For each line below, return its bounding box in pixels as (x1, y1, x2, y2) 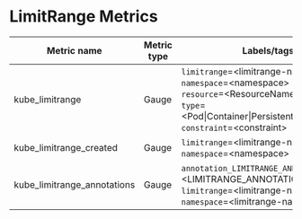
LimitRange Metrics (9, 6, 159, 27)
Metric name (46, 44, 102, 57)
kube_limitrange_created (13, 141, 119, 153)
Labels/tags (242, 44, 295, 57)
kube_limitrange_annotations (13, 178, 136, 190)
